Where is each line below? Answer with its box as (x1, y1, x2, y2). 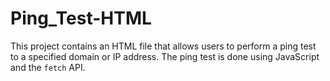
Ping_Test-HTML (10, 7, 152, 30)
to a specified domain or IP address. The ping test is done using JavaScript (10, 50, 320, 62)
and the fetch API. (10, 61, 86, 73)
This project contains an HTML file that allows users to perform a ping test (10, 40, 317, 52)
